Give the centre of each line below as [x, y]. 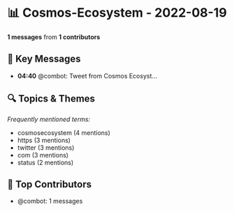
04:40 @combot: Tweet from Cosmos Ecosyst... [87, 76]
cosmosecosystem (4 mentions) [64, 132]
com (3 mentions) [43, 155]
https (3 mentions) [44, 140]
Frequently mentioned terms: [49, 119]
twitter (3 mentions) [46, 148]
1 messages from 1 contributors [54, 37]
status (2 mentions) [45, 162]
